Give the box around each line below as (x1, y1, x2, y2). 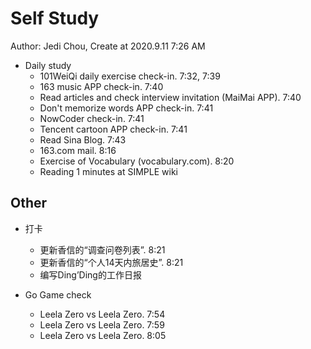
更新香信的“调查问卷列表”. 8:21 (39, 243, 166, 256)
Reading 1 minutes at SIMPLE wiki (39, 165, 178, 177)
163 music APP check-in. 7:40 (39, 80, 164, 92)
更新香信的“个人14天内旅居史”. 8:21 (39, 256, 184, 268)
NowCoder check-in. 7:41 (39, 112, 145, 124)
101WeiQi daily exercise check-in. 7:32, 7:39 (39, 70, 221, 82)
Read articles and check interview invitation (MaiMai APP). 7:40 (39, 91, 302, 103)
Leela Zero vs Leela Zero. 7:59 (39, 318, 165, 331)
